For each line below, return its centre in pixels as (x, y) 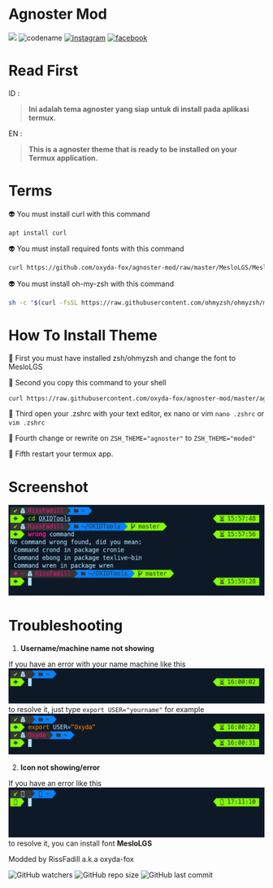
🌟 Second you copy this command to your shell (87, 382)
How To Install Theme (83, 335)
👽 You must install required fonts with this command (96, 248)
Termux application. (63, 158)
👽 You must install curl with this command (79, 213)
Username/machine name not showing (87, 648)
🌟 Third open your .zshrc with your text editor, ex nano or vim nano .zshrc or (136, 414)
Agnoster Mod (58, 14)
